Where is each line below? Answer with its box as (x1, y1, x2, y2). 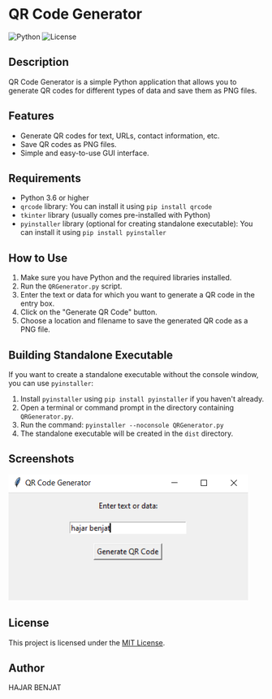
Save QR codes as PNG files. (19, 139, 117, 149)
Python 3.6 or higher (19, 193, 89, 203)
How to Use (8, 251, 68, 265)
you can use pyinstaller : (8, 379, 93, 388)
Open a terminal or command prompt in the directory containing (19, 403, 234, 412)
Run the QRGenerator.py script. (19, 281, 123, 291)
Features (8, 109, 54, 123)
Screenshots (8, 452, 75, 466)
